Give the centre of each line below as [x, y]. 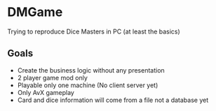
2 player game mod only [52, 77]
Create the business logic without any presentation [91, 70]
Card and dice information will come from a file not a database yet [113, 100]
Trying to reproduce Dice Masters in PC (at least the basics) [94, 31]
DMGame [35, 12]
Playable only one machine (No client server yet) [88, 85]
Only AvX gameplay [46, 92]
